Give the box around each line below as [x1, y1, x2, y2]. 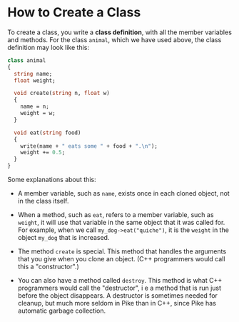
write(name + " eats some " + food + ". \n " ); [20, 142, 158, 150]
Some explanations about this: [7, 176, 96, 184]
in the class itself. [17, 197, 69, 206]
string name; [14, 70, 53, 77]
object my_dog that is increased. [17, 233, 110, 242]
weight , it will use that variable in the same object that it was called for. [17, 218, 225, 227]
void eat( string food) [14, 129, 81, 136]
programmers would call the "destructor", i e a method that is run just [17, 283, 222, 293]
